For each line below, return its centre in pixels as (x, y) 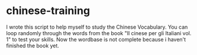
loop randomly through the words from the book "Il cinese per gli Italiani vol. (99, 33)
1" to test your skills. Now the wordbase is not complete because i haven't (96, 39)
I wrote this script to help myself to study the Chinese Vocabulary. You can (97, 27)
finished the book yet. (33, 46)
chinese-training (48, 11)
